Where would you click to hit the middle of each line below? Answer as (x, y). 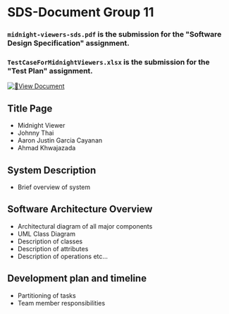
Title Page (30, 108)
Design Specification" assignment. (69, 43)
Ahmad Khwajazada (47, 148)
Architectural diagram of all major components (85, 226)
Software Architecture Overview (80, 209)
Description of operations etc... (62, 256)
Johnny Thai (36, 133)
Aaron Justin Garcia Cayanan (60, 140)
